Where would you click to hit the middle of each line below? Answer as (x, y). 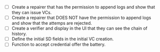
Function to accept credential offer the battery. (59, 44)
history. (19, 34)
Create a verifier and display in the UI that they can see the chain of (80, 28)
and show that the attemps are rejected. (52, 23)
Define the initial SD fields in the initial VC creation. (63, 39)
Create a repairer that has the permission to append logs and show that (83, 7)
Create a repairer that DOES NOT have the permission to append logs (81, 18)
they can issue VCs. (31, 13)
